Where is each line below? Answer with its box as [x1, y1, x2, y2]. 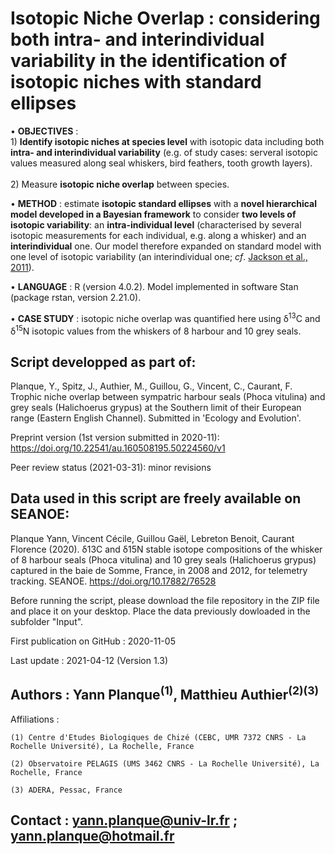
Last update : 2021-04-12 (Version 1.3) [10, 654, 168, 666]
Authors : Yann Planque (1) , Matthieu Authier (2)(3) [10, 683, 320, 704]
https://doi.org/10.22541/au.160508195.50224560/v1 [10, 442, 226, 454]
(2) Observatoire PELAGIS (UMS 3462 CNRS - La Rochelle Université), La [10, 758, 320, 769]
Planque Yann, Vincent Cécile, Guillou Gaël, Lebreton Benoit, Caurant [10, 532, 295, 544]
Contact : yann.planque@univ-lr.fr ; [10, 812, 238, 829]
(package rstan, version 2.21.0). [10, 291, 142, 303]
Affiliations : [10, 713, 60, 725]
